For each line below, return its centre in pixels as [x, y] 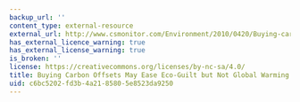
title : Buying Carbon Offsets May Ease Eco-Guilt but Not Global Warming [150, 75]
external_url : [36, 34]
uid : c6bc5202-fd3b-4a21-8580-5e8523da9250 [92, 83]
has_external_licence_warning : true [77, 42]
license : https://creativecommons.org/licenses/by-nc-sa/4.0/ [127, 67]
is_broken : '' [36, 59]
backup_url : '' [37, 17]
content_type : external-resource [71, 26]
